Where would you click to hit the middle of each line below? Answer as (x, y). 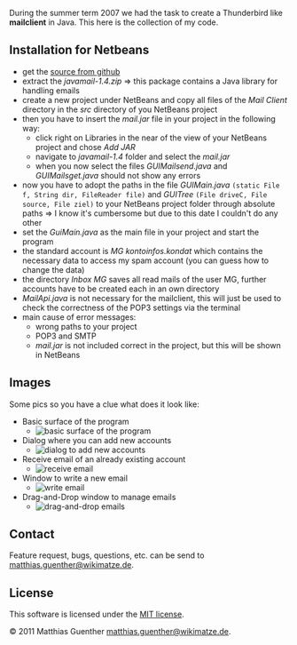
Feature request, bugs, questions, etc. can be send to (107, 555)
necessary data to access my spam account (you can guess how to (145, 260)
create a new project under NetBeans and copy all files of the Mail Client (155, 100)
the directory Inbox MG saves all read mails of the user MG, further (144, 279)
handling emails (51, 90)
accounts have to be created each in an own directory (121, 289)
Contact (32, 534)
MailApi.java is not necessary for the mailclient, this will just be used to (152, 298)
